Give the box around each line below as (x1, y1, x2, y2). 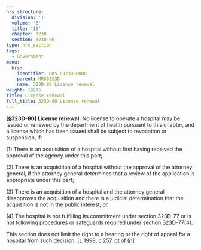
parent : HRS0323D (17, 76, 60, 82)
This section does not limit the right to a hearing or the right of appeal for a (6, 230, 190, 237)
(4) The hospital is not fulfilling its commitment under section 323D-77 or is (6, 212, 192, 219)
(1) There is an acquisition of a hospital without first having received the (6, 145, 182, 153)
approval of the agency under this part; (6, 151, 103, 159)
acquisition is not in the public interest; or (6, 201, 108, 208)
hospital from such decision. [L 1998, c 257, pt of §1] (6, 237, 135, 244)
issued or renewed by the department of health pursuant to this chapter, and (6, 121, 195, 128)
